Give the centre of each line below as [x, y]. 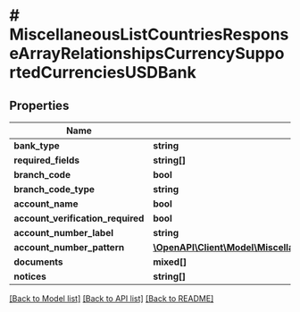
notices [30, 276]
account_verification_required [79, 218]
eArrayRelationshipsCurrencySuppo [147, 54]
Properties [39, 105]
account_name [46, 204]
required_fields [47, 160]
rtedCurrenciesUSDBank [103, 73]
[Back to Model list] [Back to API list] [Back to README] [112, 299]
